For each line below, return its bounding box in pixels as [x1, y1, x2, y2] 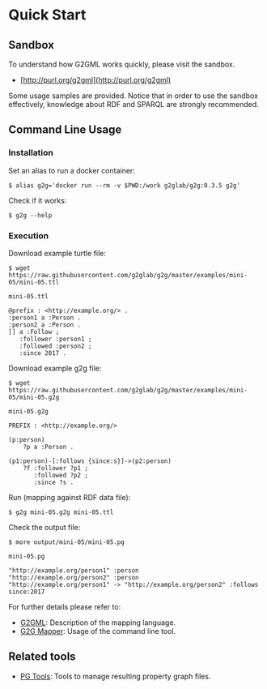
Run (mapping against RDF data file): [8, 492, 131, 502]
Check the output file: [8, 522, 81, 532]
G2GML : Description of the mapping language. [19, 618, 176, 627]
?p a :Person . [23, 443, 74, 451]
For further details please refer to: [8, 601, 121, 611]
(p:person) [8, 435, 45, 443]
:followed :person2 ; [19, 342, 92, 350]
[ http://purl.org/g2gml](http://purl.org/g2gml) [19, 75, 172, 84]
